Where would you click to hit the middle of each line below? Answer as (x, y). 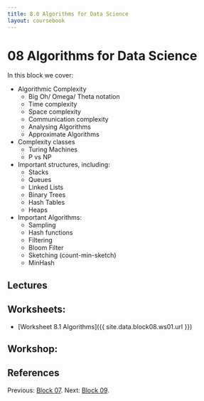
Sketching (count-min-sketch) (72, 255)
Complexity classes (46, 142)
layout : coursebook (36, 21)
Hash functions (50, 232)
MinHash (41, 263)
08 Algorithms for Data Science (102, 56)
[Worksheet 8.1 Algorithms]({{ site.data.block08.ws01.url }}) (105, 326)
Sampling (42, 225)
